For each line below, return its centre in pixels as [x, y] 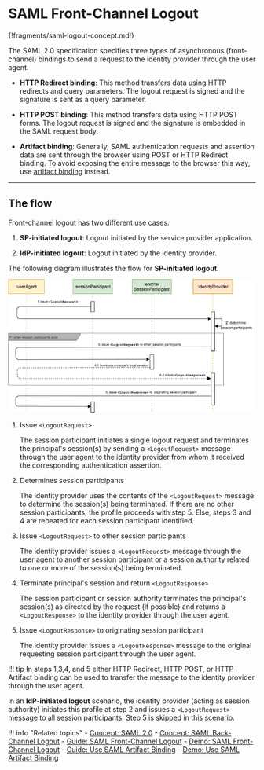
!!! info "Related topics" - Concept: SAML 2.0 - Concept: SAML [109, 732]
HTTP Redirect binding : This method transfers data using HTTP [123, 82]
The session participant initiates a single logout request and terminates [134, 440]
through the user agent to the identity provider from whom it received [132, 456]
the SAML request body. [59, 131]
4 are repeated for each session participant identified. [107, 520]
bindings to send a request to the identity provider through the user [147, 59]
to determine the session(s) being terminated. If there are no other [126, 504]
